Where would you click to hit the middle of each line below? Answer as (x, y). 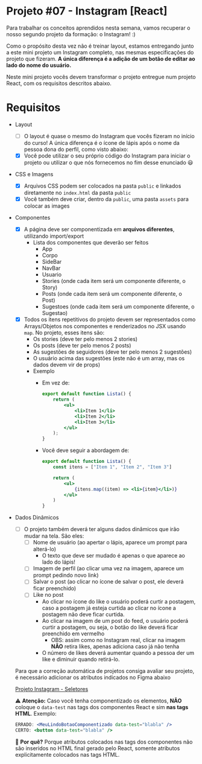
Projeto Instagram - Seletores (52, 689)
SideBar (52, 262)
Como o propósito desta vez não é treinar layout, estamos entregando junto (100, 46)
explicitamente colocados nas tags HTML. (67, 755)
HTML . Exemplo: (36, 714)
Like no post (48, 595)
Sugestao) (55, 313)
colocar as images (47, 206)
